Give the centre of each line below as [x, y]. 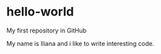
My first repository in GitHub [47, 30]
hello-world [40, 12]
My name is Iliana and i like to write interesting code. [80, 43]
